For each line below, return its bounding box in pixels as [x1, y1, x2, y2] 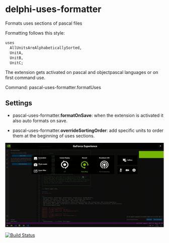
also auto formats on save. [12, 117, 68, 124]
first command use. [5, 74, 46, 80]
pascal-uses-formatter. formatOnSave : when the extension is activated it [12, 112, 163, 118]
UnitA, [10, 50, 24, 55]
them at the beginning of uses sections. [12, 132, 95, 139]
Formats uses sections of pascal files [5, 20, 82, 26]
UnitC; [10, 60, 24, 65]
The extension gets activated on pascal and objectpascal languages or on [5, 69, 158, 75]
